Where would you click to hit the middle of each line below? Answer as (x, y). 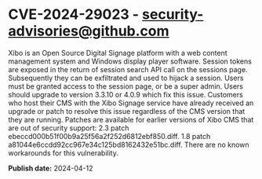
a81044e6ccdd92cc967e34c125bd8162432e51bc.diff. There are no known (129, 144)
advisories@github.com (89, 31)
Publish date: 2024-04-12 (51, 168)
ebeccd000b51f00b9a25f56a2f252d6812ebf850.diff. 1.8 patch (109, 136)
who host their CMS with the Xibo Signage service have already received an (131, 103)
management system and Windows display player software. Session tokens (130, 61)
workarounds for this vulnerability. (64, 153)
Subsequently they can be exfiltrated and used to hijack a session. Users (126, 78)
